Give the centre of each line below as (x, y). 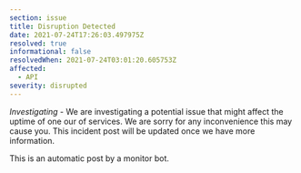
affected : (28, 69)
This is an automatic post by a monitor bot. (90, 158)
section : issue (38, 18)
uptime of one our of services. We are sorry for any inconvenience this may (151, 121)
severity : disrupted (49, 86)
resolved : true (38, 43)
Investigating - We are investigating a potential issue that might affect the (146, 111)
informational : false (50, 52)
